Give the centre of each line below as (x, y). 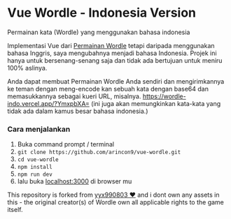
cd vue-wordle (38, 160)
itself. (15, 210)
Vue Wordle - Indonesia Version (102, 13)
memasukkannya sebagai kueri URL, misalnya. (74, 96)
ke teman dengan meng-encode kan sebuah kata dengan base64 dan (108, 89)
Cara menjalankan (39, 129)
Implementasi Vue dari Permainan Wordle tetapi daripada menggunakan (111, 45)
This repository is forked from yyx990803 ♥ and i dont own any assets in (113, 195)
